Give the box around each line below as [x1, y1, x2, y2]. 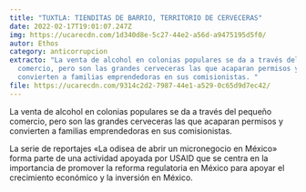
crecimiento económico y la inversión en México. [9, 172, 193, 183]
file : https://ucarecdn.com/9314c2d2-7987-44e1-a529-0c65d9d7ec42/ [9, 81, 271, 90]
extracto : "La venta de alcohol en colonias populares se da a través [9, 56, 283, 65]
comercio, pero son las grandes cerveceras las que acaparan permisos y [9, 116, 284, 126]
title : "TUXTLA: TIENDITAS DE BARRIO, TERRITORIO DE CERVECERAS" [9, 13, 262, 23]
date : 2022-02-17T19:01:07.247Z [9, 22, 132, 31]
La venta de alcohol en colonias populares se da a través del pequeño [9, 106, 272, 116]
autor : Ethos [9, 38, 59, 48]
